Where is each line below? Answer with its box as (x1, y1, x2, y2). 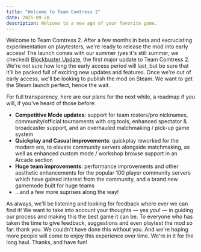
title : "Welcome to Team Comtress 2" (6, 8, 101, 15)
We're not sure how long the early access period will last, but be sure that (6, 62, 189, 69)
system (14, 131, 34, 138)
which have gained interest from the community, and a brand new (14, 176, 179, 183)
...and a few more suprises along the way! (14, 189, 119, 196)
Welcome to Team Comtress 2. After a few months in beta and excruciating (6, 37, 193, 44)
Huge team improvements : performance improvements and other (14, 163, 179, 170)
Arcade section (14, 157, 53, 164)
